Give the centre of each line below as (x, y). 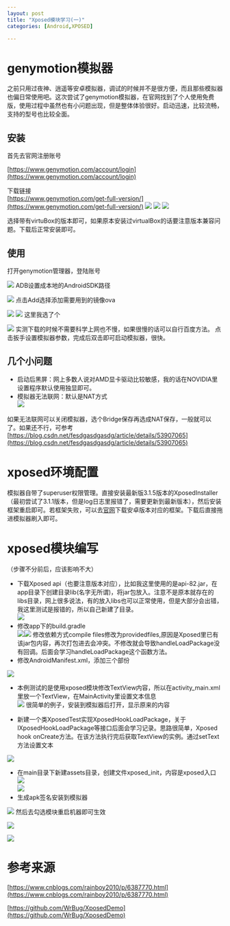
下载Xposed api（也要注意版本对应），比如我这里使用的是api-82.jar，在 (117, 583)
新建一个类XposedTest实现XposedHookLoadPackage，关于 (102, 719)
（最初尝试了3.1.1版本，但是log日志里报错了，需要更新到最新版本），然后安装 (114, 501)
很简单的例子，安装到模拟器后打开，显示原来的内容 (98, 705)
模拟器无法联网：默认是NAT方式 (62, 396)
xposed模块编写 (53, 548)
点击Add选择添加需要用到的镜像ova (65, 300)
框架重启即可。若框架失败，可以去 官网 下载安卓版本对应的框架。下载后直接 (112, 510)
